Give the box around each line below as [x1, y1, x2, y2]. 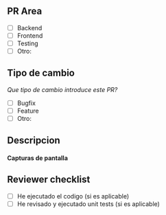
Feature [16, 106, 39, 115]
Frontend [16, 31, 43, 40]
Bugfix [16, 99, 36, 107]
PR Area [7, 5, 43, 17]
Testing [16, 39, 39, 47]
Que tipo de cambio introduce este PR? [7, 85, 118, 93]
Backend [16, 23, 43, 32]
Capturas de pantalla [7, 154, 69, 162]
